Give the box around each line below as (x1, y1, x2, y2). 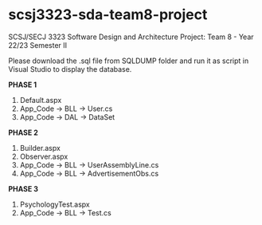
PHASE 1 (8, 80, 37, 89)
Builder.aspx (19, 143, 61, 152)
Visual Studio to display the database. (8, 64, 132, 73)
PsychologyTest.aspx (19, 199, 90, 209)
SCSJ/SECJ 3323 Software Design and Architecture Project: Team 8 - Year (8, 32, 254, 41)
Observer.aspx (19, 152, 68, 161)
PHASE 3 (8, 184, 38, 193)
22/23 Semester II (8, 40, 68, 49)
